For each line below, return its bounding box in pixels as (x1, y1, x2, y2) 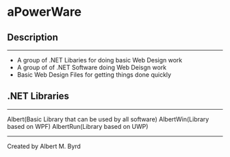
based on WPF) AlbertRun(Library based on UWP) (7, 122, 149, 130)
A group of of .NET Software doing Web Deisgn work (16, 63, 167, 71)
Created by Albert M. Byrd (7, 142, 81, 150)
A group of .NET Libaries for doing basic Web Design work (16, 56, 183, 64)
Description (7, 32, 58, 43)
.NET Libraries (7, 90, 70, 102)
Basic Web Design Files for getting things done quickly (16, 71, 172, 79)
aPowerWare (7, 4, 82, 20)
